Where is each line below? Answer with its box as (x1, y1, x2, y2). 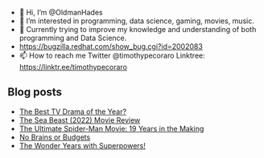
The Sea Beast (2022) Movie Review (19, 115, 141, 124)
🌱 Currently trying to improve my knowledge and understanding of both (19, 25, 257, 34)
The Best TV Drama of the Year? (19, 107, 126, 116)
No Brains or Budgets (19, 132, 91, 142)
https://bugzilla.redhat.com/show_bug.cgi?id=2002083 (19, 42, 203, 51)
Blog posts (7, 85, 62, 99)
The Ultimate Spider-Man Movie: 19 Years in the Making (19, 124, 204, 133)
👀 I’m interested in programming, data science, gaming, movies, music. (19, 16, 254, 26)
